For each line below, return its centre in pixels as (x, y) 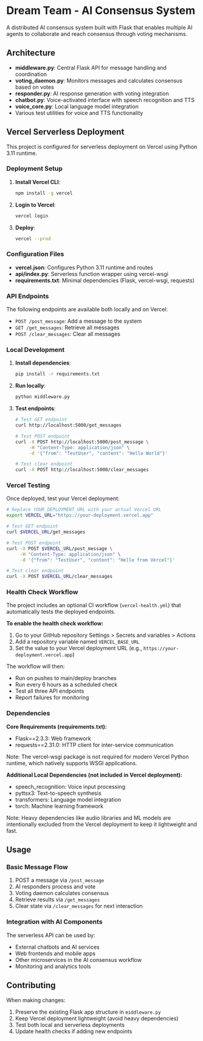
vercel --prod (33, 239)
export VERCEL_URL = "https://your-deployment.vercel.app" (80, 515)
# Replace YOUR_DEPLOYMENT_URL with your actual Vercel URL (84, 510)
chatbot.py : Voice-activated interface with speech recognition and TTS (105, 100)
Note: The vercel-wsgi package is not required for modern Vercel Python (98, 757)
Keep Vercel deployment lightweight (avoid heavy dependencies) (97, 1018)
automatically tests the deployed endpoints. (61, 612)
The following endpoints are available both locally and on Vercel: (87, 309)
